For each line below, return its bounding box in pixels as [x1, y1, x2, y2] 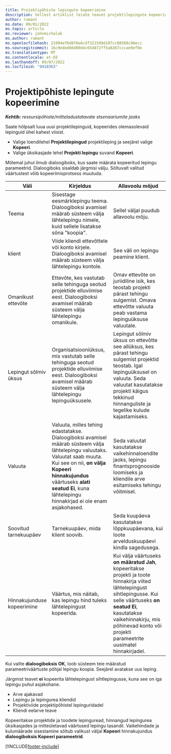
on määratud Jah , [113, 559, 157, 566]
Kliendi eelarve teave [12, 708, 57, 714]
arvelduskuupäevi [113, 538, 156, 545]
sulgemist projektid [113, 356, 159, 363]
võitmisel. [113, 488, 136, 495]
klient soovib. [51, 531, 84, 538]
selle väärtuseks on [113, 597, 160, 604]
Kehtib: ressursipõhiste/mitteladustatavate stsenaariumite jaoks [5, 114, 140, 120]
